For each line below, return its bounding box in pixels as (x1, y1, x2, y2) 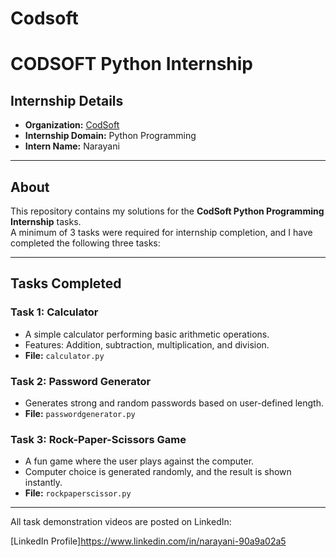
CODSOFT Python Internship (10, 53, 253, 76)
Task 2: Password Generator (10, 374, 152, 388)
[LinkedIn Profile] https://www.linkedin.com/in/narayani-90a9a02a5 (10, 535, 287, 547)
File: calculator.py (24, 349, 105, 361)
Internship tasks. (10, 216, 82, 227)
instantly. (24, 477, 63, 489)
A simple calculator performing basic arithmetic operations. (24, 328, 270, 340)
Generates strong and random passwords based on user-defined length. (24, 397, 324, 409)
